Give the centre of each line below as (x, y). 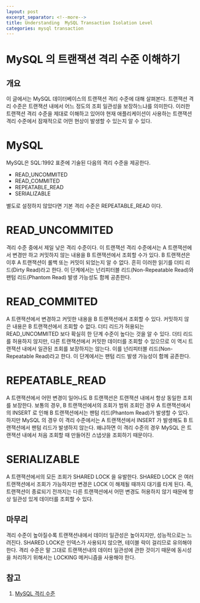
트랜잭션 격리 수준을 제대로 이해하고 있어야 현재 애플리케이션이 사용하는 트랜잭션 (99, 114)
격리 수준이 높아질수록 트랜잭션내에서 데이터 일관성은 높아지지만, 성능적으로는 (96, 535)
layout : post (22, 12)
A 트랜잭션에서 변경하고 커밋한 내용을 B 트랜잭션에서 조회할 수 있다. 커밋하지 (95, 319)
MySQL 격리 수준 (35, 593)
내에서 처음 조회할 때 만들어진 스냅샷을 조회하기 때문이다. (88, 435)
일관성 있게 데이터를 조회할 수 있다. (53, 499)
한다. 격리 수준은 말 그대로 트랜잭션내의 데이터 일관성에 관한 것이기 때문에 (91, 550)
